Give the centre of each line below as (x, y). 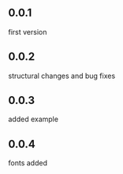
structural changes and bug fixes (62, 76)
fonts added (28, 163)
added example (34, 119)
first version (28, 31)
